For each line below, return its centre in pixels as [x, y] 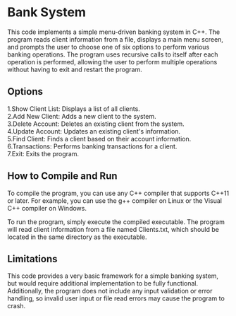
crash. [17, 306]
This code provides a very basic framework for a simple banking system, [113, 276]
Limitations [32, 259]
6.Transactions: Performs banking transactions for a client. [92, 146]
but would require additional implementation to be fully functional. [103, 283]
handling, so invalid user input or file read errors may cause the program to [116, 298]
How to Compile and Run [62, 176]
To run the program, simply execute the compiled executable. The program [116, 222]
